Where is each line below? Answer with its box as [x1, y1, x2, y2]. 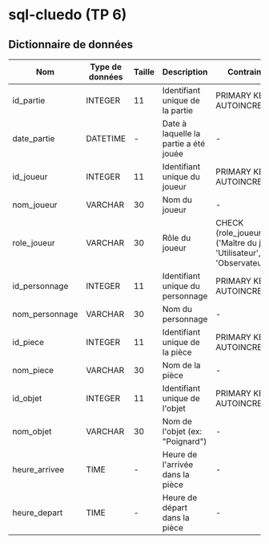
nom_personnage [12, 309, 78, 319]
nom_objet [12, 426, 52, 436]
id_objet [12, 393, 42, 404]
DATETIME [86, 133, 126, 144]
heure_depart [12, 507, 63, 518]
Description [162, 67, 208, 77]
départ [162, 502, 188, 513]
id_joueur [12, 171, 48, 182]
